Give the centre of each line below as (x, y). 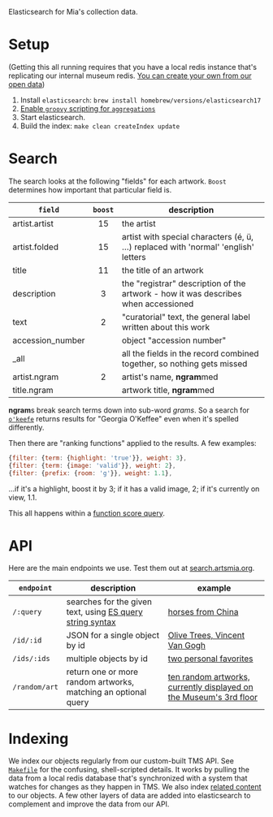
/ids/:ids (31, 659)
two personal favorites (210, 659)
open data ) (27, 84)
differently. (26, 427)
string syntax (91, 622)
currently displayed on (210, 687)
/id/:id (27, 640)
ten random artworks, (209, 677)
